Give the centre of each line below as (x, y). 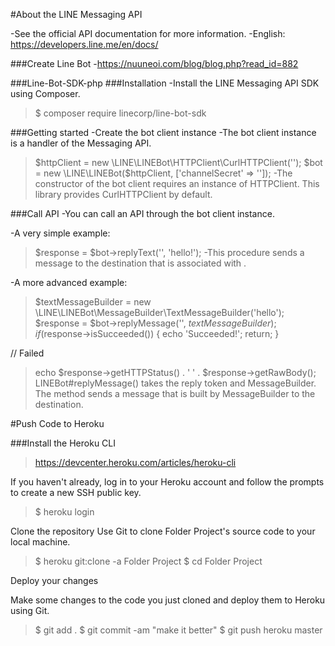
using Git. (30, 610)
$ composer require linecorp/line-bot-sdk (120, 113)
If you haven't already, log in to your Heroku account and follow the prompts (167, 482)
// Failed (27, 353)
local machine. (40, 542)
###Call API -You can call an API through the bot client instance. (142, 213)
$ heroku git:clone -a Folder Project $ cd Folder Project (148, 561)
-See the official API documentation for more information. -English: (148, 33)
